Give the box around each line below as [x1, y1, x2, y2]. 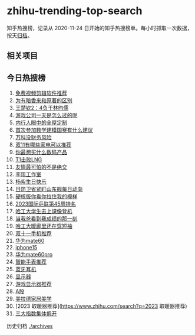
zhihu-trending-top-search [6, 4, 143, 18]
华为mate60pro [15, 251, 53, 258]
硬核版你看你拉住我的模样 [15, 193, 78, 200]
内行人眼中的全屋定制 [15, 119, 67, 126]
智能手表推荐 [15, 258, 47, 265]
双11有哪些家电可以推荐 [15, 141, 72, 148]
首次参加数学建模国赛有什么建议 [15, 126, 93, 134]
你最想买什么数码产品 [15, 149, 67, 156]
